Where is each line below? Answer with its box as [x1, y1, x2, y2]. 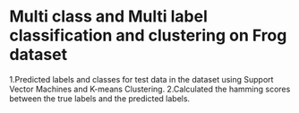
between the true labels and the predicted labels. [9, 92, 191, 104]
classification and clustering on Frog [9, 25, 287, 46]
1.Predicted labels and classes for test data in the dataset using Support [9, 74, 274, 84]
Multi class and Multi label [9, 6, 209, 27]
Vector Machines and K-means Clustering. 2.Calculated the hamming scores [9, 83, 291, 94]
